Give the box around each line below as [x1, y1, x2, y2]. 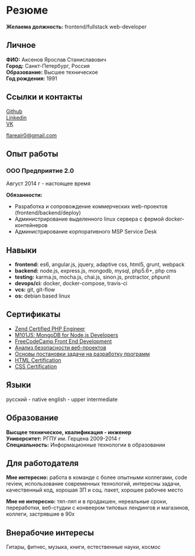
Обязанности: [6, 192, 43, 199]
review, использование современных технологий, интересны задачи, [6, 480, 181, 487]
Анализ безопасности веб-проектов [14, 344, 106, 351]
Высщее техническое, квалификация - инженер [6, 428, 132, 435]
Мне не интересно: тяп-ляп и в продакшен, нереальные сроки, [6, 498, 168, 505]
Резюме [6, 4, 48, 17]
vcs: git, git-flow [14, 286, 56, 293]
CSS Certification [14, 363, 57, 370]
